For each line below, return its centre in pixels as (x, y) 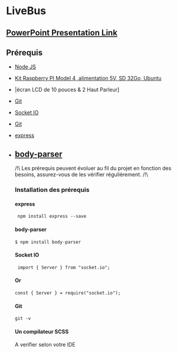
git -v (23, 319)
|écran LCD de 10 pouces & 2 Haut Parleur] (67, 90)
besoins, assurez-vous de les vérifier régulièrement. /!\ (81, 175)
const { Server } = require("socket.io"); (68, 293)
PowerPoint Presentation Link (62, 33)
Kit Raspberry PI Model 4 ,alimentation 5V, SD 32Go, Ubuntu (88, 79)
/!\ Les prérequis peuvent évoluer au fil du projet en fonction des (93, 168)
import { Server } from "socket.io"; (64, 267)
